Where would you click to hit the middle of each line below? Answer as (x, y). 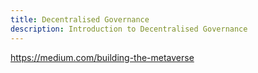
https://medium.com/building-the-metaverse (102, 57)
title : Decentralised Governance (80, 19)
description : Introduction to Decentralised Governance (129, 29)
